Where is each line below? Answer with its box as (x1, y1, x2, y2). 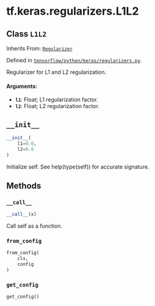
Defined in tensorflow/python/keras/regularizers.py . (6, 57, 142, 64)
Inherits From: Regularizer (6, 45, 73, 52)
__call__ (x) (6, 211, 37, 217)
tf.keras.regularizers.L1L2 (6, 4, 139, 18)
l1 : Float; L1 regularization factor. (15, 96, 99, 103)
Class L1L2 (6, 29, 47, 39)
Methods (6, 180, 41, 191)
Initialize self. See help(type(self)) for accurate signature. (6, 163, 150, 170)
